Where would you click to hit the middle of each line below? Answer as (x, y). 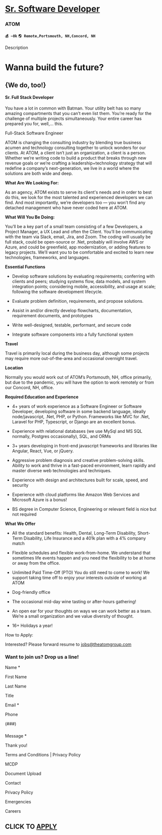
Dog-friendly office (31, 592)
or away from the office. (36, 563)
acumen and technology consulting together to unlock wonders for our (75, 148)
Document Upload (23, 774)
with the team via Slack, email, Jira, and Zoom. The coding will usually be (78, 237)
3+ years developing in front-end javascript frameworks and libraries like (85, 446)
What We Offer (20, 524)
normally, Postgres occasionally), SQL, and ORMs (61, 436)
